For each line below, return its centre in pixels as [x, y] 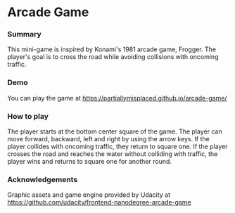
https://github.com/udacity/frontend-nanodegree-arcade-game [99, 202]
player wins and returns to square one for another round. [90, 162]
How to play [28, 116]
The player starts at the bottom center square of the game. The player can [115, 131]
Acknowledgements [43, 180]
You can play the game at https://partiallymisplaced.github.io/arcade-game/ [117, 98]
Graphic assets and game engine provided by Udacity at [89, 195]
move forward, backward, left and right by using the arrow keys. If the [108, 139]
